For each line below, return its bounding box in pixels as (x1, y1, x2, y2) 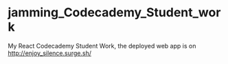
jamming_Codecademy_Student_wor (8, 5, 221, 20)
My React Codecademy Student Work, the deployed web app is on (8, 42, 196, 50)
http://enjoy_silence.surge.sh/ (8, 49, 92, 57)
